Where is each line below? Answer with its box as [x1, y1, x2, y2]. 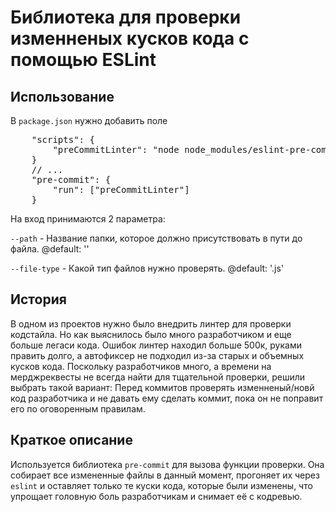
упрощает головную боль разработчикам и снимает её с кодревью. [10, 490, 303, 502]
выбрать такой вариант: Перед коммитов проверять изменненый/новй [10, 381, 315, 393]
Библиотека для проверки [10, 6, 242, 29]
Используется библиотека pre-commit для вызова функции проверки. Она [10, 458, 325, 470]
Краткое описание [10, 432, 133, 449]
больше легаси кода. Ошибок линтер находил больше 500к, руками [10, 339, 302, 351]
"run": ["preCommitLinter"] [52, 184, 190, 195]
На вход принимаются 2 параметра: [10, 213, 166, 225]
